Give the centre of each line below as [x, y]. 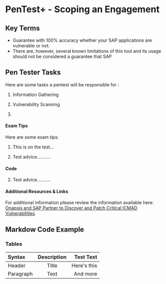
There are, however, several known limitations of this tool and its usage [87, 51]
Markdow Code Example [45, 229]
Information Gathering [36, 94]
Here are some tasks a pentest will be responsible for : [62, 84]
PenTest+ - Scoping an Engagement [82, 9]
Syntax [16, 257]
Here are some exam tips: [32, 137]
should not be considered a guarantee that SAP [62, 56]
